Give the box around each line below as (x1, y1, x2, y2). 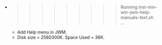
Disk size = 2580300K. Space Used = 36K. (17, 34, 105, 40)
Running (120, 4, 138, 10)
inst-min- (138, 4, 158, 10)
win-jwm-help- (120, 9, 151, 15)
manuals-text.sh (120, 15, 154, 20)
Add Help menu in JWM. (17, 29, 67, 35)
